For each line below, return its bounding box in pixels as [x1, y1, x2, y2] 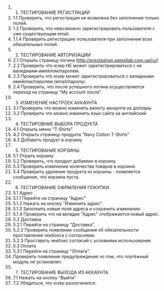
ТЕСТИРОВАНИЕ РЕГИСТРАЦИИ [20, 9, 90, 15]
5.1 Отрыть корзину [12, 153, 54, 159]
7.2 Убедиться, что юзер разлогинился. [12, 280, 96, 286]
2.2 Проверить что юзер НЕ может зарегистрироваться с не [12, 62, 142, 68]
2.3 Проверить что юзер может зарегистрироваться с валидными [12, 73, 154, 79]
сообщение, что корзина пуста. [12, 174, 80, 180]
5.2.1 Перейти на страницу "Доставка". [12, 222, 95, 228]
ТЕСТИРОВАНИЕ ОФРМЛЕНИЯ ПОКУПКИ [20, 185, 109, 190]
